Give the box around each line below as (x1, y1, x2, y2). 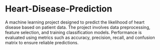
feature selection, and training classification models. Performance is (5, 29, 142, 35)
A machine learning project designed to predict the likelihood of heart (5, 19, 145, 25)
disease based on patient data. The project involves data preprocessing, (5, 24, 150, 30)
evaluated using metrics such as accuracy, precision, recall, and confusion (5, 35, 155, 40)
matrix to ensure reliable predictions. (5, 39, 79, 45)
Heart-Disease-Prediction (5, 3, 112, 14)
